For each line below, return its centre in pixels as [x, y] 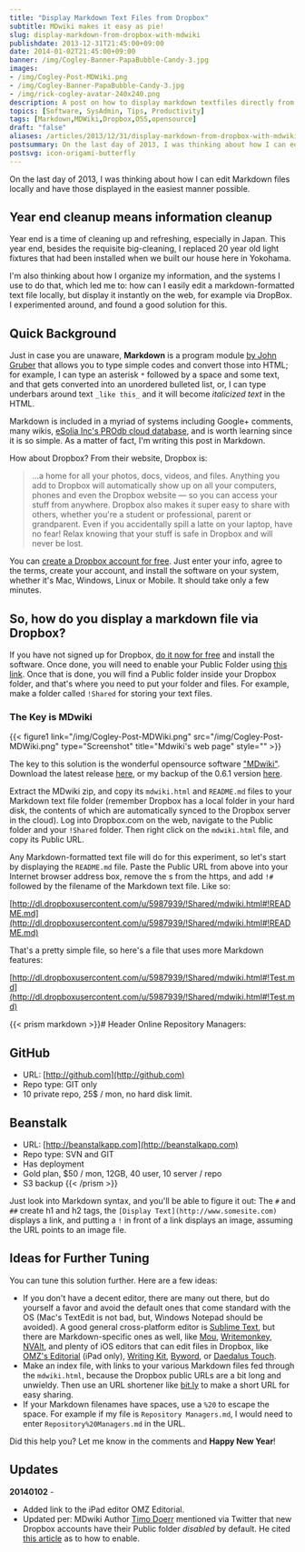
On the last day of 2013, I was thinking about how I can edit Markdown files [150, 179]
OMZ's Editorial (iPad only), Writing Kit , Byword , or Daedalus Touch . [149, 1356]
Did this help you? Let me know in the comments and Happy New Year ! [143, 1441]
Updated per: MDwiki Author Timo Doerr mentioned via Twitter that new [157, 1518]
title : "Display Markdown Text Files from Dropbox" [109, 18]
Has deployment [53, 1164]
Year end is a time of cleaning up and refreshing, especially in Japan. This [148, 239]
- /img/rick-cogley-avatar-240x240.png [85, 94]
